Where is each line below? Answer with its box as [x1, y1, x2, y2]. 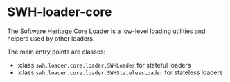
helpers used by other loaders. [7, 34, 95, 42]
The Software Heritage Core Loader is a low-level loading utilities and [7, 27, 206, 35]
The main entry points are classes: [7, 48, 106, 56]
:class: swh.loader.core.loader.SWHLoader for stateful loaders [17, 61, 191, 69]
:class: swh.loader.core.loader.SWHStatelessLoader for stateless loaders [17, 68, 223, 76]
